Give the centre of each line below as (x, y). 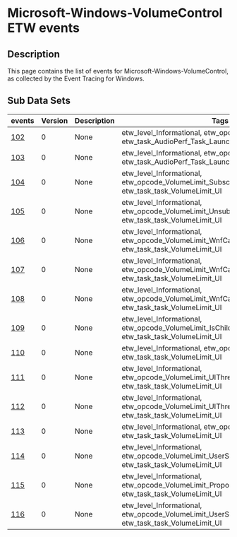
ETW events (43, 28)
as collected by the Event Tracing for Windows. (76, 78)
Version (55, 120)
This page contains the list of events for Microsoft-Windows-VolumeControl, (118, 71)
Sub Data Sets (39, 101)
